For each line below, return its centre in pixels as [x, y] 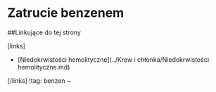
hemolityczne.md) [44, 67]
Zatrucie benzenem [66, 13]
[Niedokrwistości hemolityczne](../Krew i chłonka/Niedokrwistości [113, 59]
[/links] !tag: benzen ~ [39, 80]
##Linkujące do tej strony [44, 32]
